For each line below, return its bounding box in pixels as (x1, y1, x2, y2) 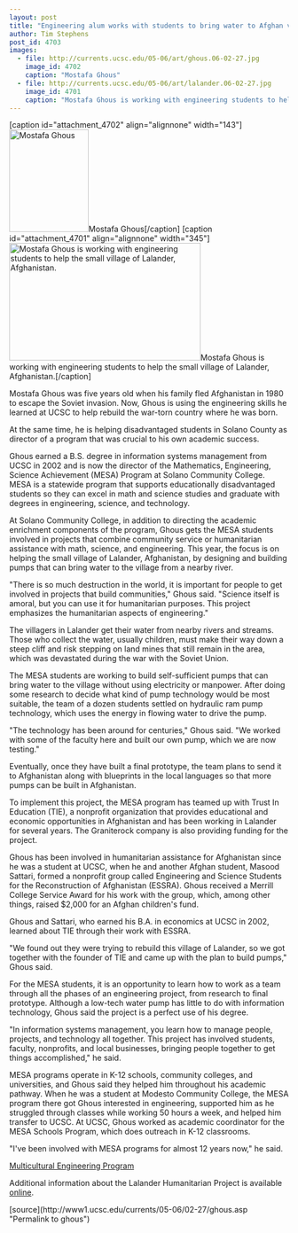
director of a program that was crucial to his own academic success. (9, 433, 260, 444)
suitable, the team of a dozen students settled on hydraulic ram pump (9, 698, 263, 709)
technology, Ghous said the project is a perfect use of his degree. (9, 1007, 249, 1018)
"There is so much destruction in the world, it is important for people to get (9, 580, 283, 590)
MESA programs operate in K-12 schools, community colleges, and (9, 1070, 253, 1081)
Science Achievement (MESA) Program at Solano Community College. (9, 470, 265, 480)
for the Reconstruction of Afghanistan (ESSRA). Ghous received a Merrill (9, 880, 274, 891)
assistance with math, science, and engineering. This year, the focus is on (9, 543, 279, 554)
